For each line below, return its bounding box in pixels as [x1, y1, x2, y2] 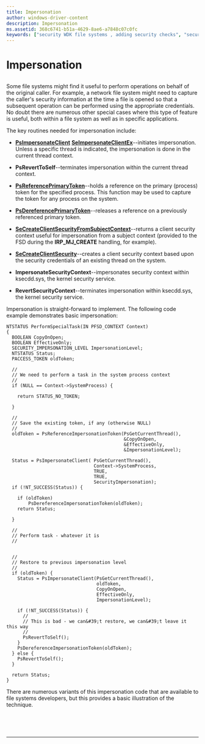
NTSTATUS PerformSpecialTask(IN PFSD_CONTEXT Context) [6, 323, 149, 329]
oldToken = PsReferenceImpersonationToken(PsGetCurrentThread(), [12, 430, 182, 437]
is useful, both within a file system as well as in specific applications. [6, 115, 179, 122]
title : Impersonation [6, 9, 62, 15]
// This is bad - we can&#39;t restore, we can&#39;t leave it [22, 618, 187, 625]
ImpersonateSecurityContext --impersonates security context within [15, 268, 189, 276]
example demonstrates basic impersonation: [6, 312, 118, 319]
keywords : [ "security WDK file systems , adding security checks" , [6, 32, 182, 38]
